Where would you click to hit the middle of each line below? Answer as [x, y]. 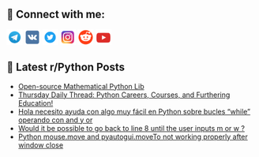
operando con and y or [55, 120]
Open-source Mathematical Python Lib [81, 86]
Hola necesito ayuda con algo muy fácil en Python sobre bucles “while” [134, 111]
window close [41, 145]
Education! [36, 103]
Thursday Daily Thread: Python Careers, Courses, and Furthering [124, 95]
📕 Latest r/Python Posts [66, 67]
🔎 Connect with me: [56, 15]
